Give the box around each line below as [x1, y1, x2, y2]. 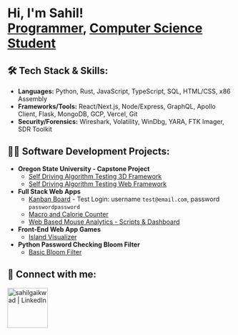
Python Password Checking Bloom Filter [17, 240, 141, 249]
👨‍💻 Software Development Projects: [7, 145, 170, 158]
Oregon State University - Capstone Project [17, 164, 150, 172]
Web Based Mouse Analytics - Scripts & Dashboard [28, 217, 180, 226]
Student [7, 36, 56, 51]
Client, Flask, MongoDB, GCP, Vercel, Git [17, 110, 138, 118]
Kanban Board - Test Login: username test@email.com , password [28, 195, 220, 203]
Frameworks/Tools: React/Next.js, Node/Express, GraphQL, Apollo [17, 102, 216, 110]
